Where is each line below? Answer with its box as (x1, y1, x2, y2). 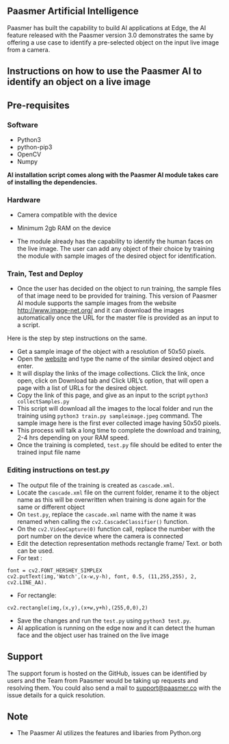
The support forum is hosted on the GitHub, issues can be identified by (7, 669, 207, 677)
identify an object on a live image (7, 76, 151, 88)
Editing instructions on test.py (7, 466, 110, 475)
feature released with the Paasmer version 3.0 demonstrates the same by (7, 31, 214, 39)
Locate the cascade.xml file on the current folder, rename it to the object (16, 488, 219, 496)
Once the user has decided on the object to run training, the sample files (16, 285, 221, 293)
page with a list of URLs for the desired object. (16, 384, 148, 392)
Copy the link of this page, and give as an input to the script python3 (16, 391, 208, 400)
